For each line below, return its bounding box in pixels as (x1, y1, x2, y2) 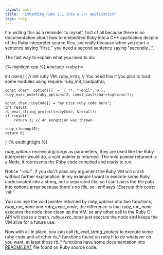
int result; (5, 105, 29, 110)
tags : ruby (5, 16, 27, 21)
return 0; (5, 131, 25, 136)
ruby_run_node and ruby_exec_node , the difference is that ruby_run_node (5, 204, 152, 210)
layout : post (5, 7, 32, 12)
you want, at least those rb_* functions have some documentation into (5, 239, 145, 245)
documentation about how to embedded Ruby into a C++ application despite (5, 35, 159, 40)
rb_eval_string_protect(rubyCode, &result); (5, 109, 97, 115)
